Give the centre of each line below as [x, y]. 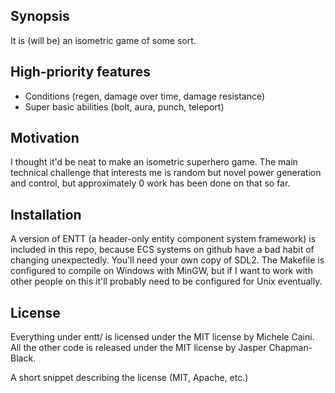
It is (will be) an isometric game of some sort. [103, 40]
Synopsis [40, 16]
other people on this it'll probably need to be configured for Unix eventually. [166, 281]
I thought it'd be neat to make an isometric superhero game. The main [154, 162]
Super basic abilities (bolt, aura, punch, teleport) [124, 106]
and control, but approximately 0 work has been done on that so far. [150, 183]
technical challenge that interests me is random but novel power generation [166, 173]
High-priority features [80, 72]
